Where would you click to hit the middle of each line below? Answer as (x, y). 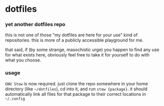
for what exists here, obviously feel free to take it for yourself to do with (77, 55)
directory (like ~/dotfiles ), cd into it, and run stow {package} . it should (76, 89)
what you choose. (23, 60)
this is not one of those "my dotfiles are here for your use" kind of (71, 35)
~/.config (15, 99)
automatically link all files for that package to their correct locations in (76, 94)
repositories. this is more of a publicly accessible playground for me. (74, 40)
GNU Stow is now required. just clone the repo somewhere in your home (77, 83)
